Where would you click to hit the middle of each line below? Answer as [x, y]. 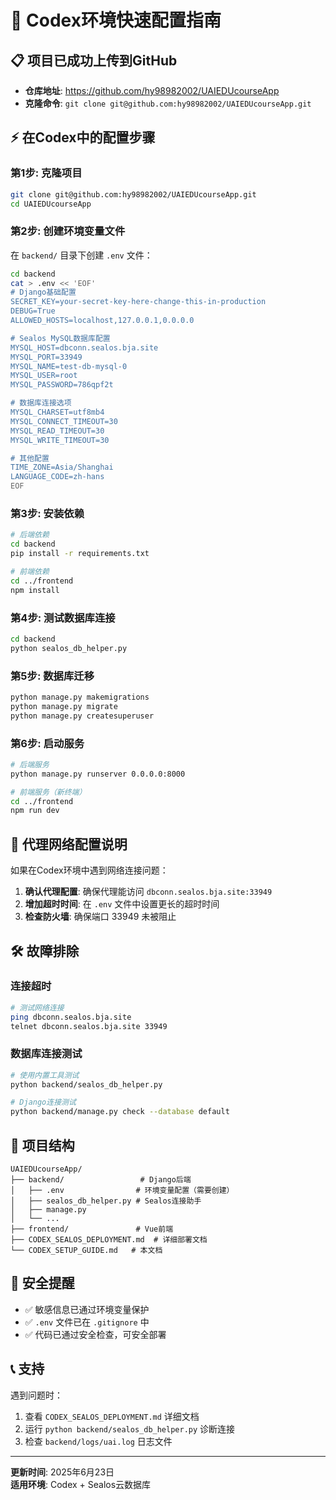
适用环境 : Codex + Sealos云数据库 [81, 1484]
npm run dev [35, 811]
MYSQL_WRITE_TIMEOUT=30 [60, 440]
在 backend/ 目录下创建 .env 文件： [81, 255]
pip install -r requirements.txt [80, 554]
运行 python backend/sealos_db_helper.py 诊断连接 [130, 1428]
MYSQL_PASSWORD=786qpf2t [62, 385]
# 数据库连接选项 [41, 403]
